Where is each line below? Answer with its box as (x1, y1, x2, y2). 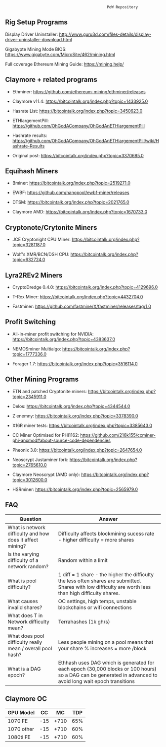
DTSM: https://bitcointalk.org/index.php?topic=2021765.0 (12, 199, 129, 205)
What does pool (7, 632, 44, 639)
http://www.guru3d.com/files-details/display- (59, 31, 152, 37)
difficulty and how (7, 530, 49, 537)
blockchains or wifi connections (58, 604, 132, 611)
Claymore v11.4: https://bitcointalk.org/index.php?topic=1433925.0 (12, 98, 148, 104)
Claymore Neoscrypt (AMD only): (12, 472, 81, 477)
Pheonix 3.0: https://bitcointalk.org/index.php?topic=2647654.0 (12, 447, 142, 453)
